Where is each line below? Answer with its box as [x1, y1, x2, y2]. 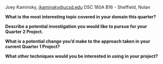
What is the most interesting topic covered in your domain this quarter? [5, 14, 156, 19]
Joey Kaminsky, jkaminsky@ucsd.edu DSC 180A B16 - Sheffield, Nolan [5, 4, 151, 10]
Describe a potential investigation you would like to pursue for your [5, 23, 147, 29]
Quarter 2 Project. [5, 29, 43, 34]
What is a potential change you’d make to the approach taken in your [5, 38, 151, 44]
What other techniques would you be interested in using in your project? [5, 53, 159, 59]
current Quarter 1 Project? [5, 44, 60, 49]
